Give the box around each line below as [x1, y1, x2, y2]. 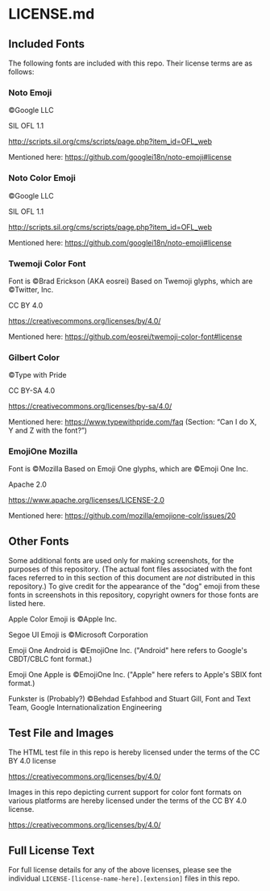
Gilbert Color [8, 352, 60, 363]
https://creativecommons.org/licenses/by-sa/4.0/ [8, 401, 172, 412]
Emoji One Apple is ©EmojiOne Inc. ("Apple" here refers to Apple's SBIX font [8, 670, 262, 680]
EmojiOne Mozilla [8, 445, 78, 457]
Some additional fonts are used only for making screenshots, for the [8, 556, 235, 566]
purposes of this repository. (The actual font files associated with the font [8, 564, 252, 574]
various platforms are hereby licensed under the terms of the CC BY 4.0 [8, 796, 247, 805]
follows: [8, 67, 35, 77]
